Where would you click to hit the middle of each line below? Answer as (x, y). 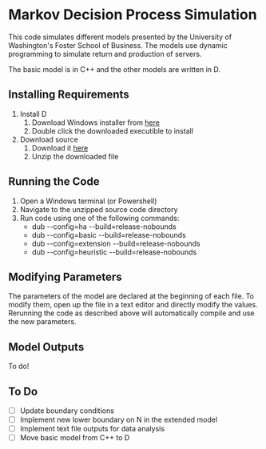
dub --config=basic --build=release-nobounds (109, 235)
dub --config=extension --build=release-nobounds (116, 243)
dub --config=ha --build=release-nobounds (104, 227)
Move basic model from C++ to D (75, 438)
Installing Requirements (69, 95)
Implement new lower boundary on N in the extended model (119, 420)
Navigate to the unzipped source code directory (99, 209)
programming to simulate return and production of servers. (105, 54)
